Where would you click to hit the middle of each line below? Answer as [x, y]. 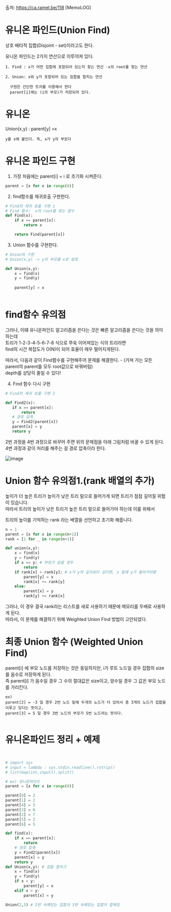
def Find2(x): [20, 403]
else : [20, 587]
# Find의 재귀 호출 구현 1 [30, 206]
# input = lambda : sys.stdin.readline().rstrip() [60, 767]
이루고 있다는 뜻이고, [25, 708]
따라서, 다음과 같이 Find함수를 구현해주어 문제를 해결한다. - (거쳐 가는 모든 [79, 360]
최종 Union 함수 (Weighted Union [74, 642]
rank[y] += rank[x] [44, 596]
